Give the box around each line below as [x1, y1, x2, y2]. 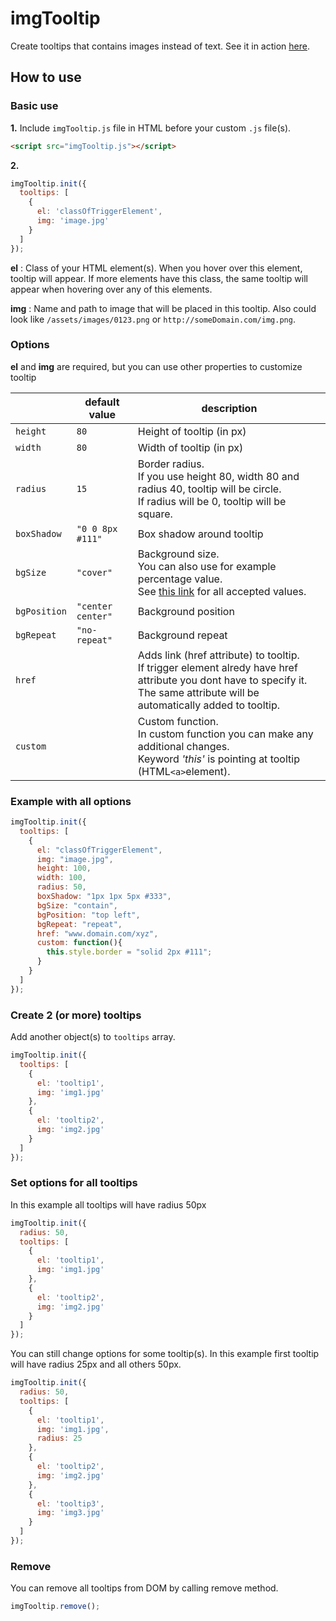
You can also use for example [137, 559, 277, 573]
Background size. [137, 547, 220, 561]
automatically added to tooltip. [137, 698, 280, 712]
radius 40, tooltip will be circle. [137, 482, 282, 496]
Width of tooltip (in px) [137, 440, 244, 454]
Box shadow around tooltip [137, 527, 264, 541]
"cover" [76, 567, 113, 578]
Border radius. [137, 457, 205, 471]
